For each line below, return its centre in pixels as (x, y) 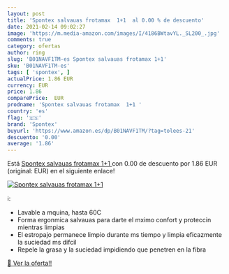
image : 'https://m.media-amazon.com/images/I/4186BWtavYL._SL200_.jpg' (113, 33)
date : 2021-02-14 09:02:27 (46, 27)
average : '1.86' (31, 144)
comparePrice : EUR (36, 99)
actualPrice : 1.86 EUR (40, 79)
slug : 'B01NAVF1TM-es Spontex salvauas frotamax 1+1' (87, 59)
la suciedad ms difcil (47, 243)
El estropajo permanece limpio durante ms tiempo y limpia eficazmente (119, 235)
